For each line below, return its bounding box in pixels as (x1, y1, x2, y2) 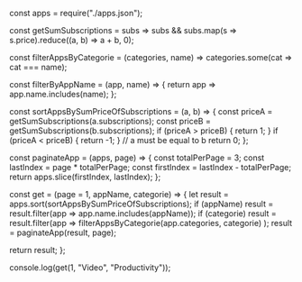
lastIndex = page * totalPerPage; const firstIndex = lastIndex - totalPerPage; (9, 162, 291, 172)
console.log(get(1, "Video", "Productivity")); (9, 262, 171, 273)
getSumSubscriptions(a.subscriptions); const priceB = (9, 116, 212, 126)
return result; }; (9, 245, 66, 255)
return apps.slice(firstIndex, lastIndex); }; (9, 171, 161, 182)
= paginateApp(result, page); (9, 227, 117, 238)
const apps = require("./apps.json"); (9, 8, 143, 18)
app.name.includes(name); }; (9, 89, 117, 99)
